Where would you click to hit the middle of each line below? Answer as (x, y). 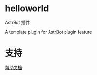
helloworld (27, 8)
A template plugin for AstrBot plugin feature (48, 32)
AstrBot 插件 (17, 22)
